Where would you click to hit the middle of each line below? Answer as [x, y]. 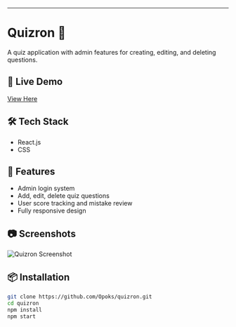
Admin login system [46, 188]
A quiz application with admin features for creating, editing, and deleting [112, 52]
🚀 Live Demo [35, 82]
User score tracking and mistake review [75, 203]
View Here [22, 98]
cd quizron [23, 303]
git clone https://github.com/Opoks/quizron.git [80, 297]
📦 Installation [39, 277]
